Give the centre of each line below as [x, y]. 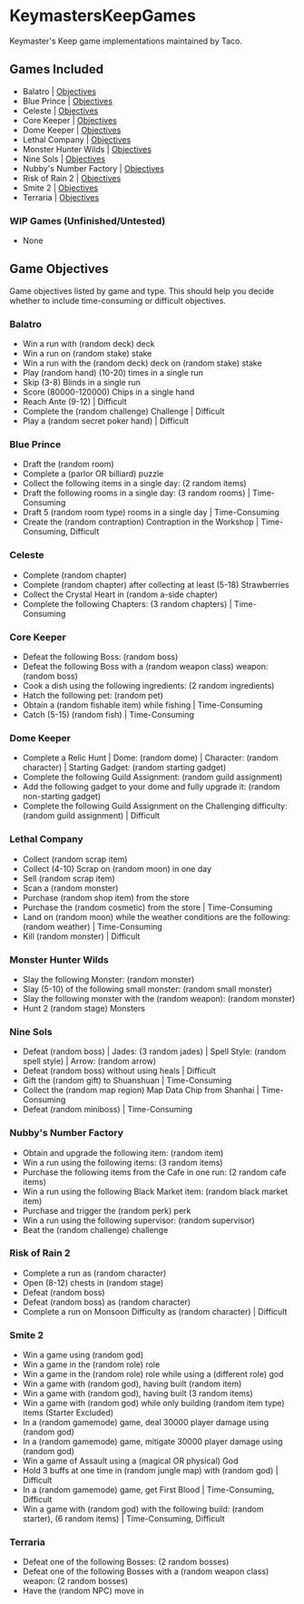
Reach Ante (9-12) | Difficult [74, 402]
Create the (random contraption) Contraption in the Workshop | [141, 522]
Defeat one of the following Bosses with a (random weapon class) [146, 1571]
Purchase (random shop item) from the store [106, 897]
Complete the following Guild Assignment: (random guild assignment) [152, 778]
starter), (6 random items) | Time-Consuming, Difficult [123, 1519]
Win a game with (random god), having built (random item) [132, 1384]
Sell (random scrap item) [69, 878]
